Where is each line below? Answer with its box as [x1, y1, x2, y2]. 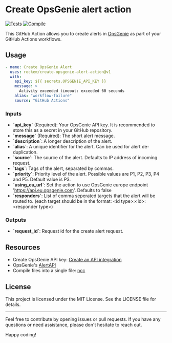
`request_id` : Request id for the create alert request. [12, 228, 124, 234]
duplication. [12, 149, 38, 155]
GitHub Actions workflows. [5, 36, 62, 42]
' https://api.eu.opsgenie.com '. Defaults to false [12, 187, 112, 194]
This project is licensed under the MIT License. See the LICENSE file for [5, 296, 157, 302]
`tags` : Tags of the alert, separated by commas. [12, 165, 114, 171]
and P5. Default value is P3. [12, 176, 71, 183]
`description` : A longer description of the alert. [12, 138, 113, 144]
